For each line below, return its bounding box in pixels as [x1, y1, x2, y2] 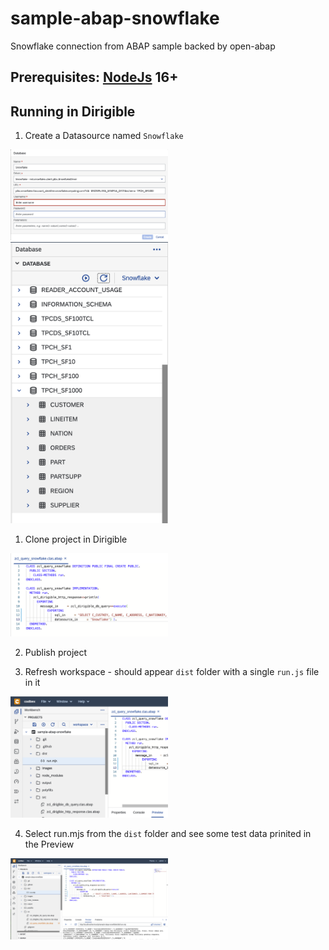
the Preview [24, 838, 75, 851]
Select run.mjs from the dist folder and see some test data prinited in [24, 828, 312, 840]
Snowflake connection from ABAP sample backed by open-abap [10, 40, 276, 52]
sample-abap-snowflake [10, 7, 220, 30]
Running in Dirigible [10, 103, 136, 120]
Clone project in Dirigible [24, 533, 128, 545]
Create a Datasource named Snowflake [24, 130, 184, 142]
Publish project [24, 646, 88, 658]
